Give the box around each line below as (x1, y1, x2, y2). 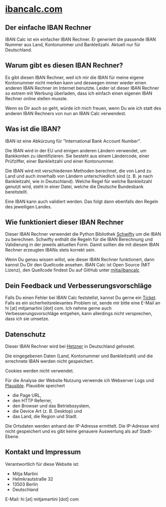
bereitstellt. (5, 189, 28, 194)
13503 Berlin (12, 481, 38, 487)
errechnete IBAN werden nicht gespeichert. (5, 358, 94, 364)
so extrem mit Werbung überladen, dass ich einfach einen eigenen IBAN (5, 90, 153, 96)
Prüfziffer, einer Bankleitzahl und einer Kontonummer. (5, 158, 114, 164)
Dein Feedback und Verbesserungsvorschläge (5, 281, 152, 290)
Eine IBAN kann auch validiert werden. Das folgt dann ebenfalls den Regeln (5, 198, 159, 204)
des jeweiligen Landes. (5, 203, 52, 209)
